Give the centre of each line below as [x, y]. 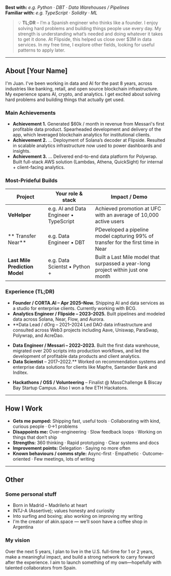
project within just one [122, 270]
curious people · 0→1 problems [45, 426]
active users [110, 222]
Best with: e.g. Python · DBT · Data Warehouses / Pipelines [67, 7]
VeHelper [20, 215]
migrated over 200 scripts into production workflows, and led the [81, 351]
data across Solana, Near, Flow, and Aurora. [59, 319]
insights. [21, 151]
